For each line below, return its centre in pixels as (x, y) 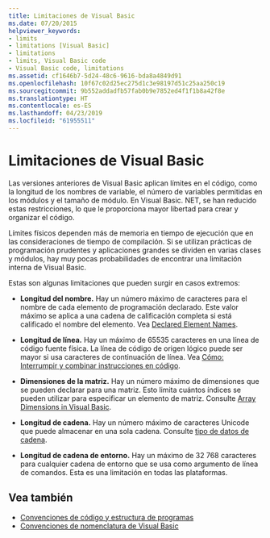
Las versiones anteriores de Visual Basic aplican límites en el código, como (133, 183)
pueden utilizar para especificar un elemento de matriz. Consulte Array (138, 398)
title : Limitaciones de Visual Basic (72, 16)
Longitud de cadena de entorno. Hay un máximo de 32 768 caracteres (138, 455)
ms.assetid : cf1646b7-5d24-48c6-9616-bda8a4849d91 (95, 76)
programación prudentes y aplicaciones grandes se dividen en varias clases (135, 250)
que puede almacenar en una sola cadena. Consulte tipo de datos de (135, 431)
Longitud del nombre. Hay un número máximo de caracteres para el (133, 298)
